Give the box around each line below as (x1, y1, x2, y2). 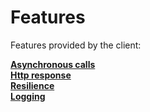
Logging (10, 90, 46, 102)
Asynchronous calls (10, 58, 96, 70)
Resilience (10, 79, 55, 91)
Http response (10, 69, 72, 81)
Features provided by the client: (10, 39, 142, 51)
